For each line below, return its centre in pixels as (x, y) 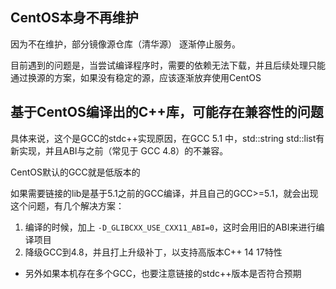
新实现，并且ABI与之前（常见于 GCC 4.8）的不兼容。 (119, 150)
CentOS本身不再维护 (74, 18)
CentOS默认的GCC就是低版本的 (75, 172)
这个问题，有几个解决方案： (67, 205)
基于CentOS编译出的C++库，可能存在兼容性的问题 (167, 112)
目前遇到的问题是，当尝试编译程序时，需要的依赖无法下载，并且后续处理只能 (168, 65)
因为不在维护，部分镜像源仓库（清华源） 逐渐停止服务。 (125, 44)
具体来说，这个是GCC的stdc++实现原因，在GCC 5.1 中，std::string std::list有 (167, 138)
